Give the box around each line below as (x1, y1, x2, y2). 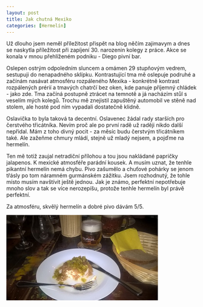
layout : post (6, 10, 39, 16)
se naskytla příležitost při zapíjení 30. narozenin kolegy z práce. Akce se (6, 46, 187, 54)
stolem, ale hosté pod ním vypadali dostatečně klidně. (6, 103, 141, 110)
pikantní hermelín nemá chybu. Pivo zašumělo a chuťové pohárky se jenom (6, 166, 194, 173)
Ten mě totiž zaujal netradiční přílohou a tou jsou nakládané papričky (6, 152, 178, 160)
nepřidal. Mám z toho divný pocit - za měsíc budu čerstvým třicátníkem (6, 128, 185, 135)
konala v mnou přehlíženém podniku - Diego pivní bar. (6, 53, 141, 60)
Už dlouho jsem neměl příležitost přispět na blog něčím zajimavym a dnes (6, 40, 190, 47)
